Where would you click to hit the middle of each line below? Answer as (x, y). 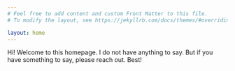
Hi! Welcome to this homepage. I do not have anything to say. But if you (110, 52)
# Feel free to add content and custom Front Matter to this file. (108, 14)
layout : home (26, 33)
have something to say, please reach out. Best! (74, 60)
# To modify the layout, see (50, 20)
